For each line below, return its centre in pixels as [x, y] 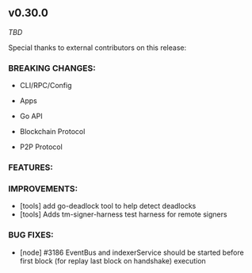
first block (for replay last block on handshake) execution [113, 260]
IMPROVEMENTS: [43, 188]
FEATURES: [31, 167]
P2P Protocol [41, 147]
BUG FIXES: [31, 235]
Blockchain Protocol [52, 132]
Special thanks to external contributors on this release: [97, 48]
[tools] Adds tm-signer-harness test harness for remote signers [123, 214]
